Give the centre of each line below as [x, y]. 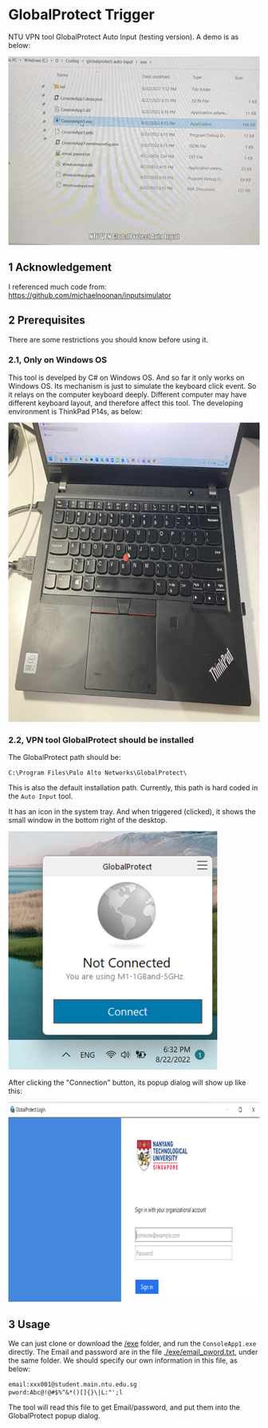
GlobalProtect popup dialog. [55, 1415]
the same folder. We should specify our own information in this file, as [123, 1360]
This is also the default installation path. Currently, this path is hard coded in [133, 788]
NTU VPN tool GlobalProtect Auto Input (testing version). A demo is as [124, 37]
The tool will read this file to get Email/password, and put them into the [124, 1407]
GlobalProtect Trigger [82, 15]
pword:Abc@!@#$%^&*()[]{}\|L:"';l [66, 1392]
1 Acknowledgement [60, 268]
